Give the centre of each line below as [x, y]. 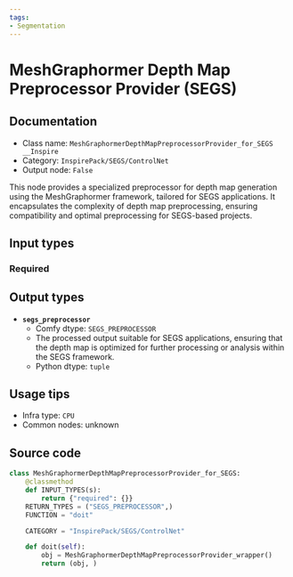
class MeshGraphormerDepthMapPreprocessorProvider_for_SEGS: [125, 474]
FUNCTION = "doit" [59, 515]
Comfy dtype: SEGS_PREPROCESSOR [96, 328]
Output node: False [57, 169]
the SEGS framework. [75, 356]
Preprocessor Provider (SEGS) [123, 89]
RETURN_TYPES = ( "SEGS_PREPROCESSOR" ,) [99, 507]
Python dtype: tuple [73, 366]
